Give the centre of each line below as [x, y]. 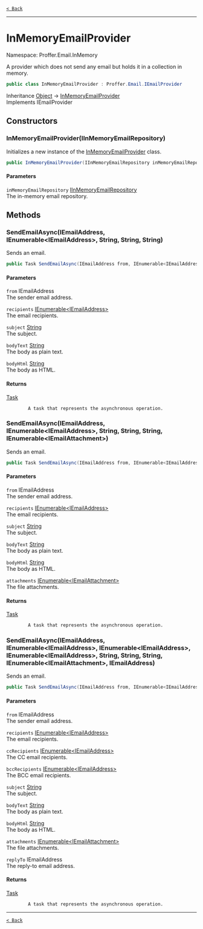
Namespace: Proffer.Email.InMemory [52, 55]
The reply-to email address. [41, 866]
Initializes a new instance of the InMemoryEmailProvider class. [84, 152]
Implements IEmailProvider [40, 102]
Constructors [32, 121]
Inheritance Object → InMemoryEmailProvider [63, 95]
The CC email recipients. [37, 757]
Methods [24, 215]
